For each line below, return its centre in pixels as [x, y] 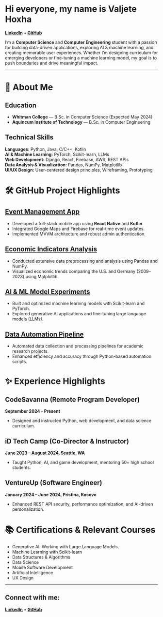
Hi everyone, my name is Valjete [71, 9]
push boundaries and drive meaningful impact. [52, 63]
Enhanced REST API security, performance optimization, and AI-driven [82, 504]
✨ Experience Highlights [55, 381]
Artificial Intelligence [33, 572]
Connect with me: [33, 598]
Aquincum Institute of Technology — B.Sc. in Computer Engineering [81, 122]
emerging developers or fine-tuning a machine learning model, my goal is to [81, 58]
